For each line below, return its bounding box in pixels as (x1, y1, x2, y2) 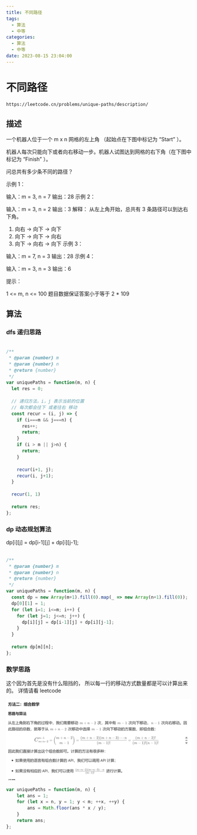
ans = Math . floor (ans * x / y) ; (27, 805, 107, 811)
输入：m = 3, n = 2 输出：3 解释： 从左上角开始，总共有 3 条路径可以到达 (6, 205, 183, 212)
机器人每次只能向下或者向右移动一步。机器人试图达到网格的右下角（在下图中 (6, 148, 192, 155)
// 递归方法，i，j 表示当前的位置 (11, 398, 84, 404)
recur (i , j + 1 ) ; (16, 473, 54, 479)
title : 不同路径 (6, 9, 42, 15)
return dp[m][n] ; (11, 644, 54, 650)
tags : (6, 15, 19, 22)
